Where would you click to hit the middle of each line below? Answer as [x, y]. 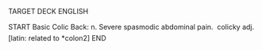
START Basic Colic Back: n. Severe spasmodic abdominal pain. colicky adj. [131, 27]
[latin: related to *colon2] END [58, 38]
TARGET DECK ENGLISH [48, 11]
